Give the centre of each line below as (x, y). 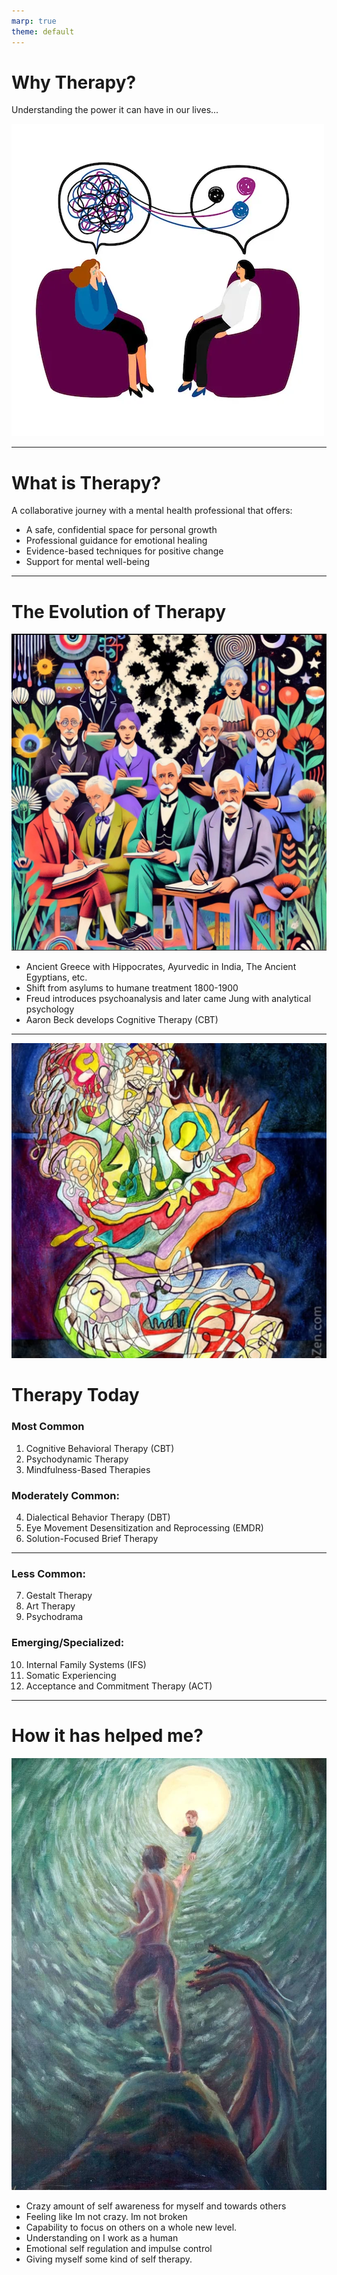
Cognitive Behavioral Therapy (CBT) (100, 1448)
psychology (50, 1009)
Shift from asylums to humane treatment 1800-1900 (132, 988)
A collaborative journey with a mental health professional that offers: (152, 511)
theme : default (43, 31)
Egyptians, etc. (56, 977)
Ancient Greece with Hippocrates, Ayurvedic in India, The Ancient (161, 967)
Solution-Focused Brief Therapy (92, 1539)
